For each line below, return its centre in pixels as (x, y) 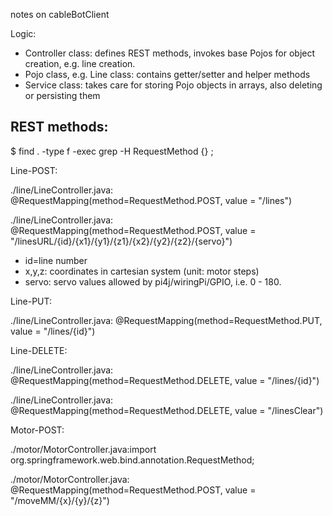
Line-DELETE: (39, 350)
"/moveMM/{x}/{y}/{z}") (60, 500)
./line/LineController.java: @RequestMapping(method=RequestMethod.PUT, (166, 320)
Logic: (23, 33)
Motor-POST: (37, 430)
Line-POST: (34, 170)
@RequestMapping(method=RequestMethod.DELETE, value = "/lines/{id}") (165, 380)
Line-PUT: (31, 301)
